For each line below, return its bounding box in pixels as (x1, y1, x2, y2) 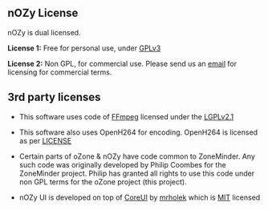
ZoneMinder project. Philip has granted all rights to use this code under (18, 168, 255, 178)
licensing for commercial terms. (7, 67, 112, 77)
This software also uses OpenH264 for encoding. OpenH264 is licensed (18, 127, 258, 137)
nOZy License (7, 6, 79, 20)
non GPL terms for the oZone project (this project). (18, 176, 187, 187)
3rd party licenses (7, 91, 101, 104)
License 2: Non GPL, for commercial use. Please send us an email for (7, 59, 238, 68)
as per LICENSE (18, 135, 72, 145)
